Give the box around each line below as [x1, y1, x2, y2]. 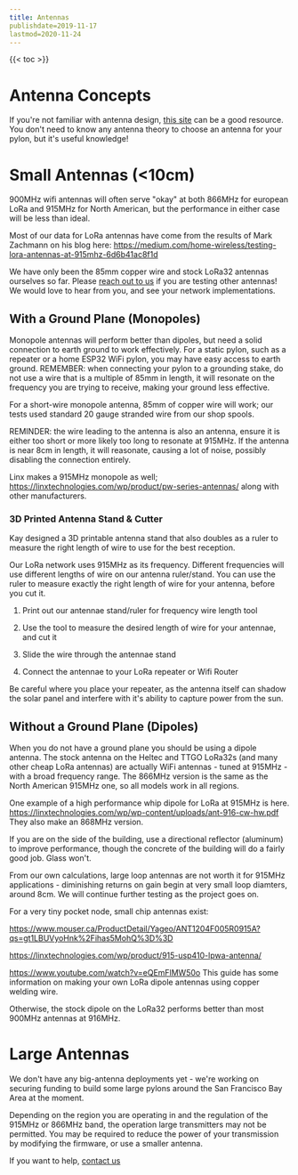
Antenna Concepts [9, 85, 151, 105]
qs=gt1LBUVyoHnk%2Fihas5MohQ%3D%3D [9, 933, 173, 944]
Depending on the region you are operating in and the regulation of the [9, 1110, 269, 1121]
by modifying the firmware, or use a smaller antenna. [9, 1139, 203, 1149]
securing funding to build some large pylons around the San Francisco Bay [9, 1083, 283, 1094]
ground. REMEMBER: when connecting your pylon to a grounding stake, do [9, 363, 284, 374]
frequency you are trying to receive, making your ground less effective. [9, 382, 270, 393]
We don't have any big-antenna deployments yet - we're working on [9, 1074, 260, 1084]
